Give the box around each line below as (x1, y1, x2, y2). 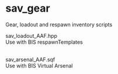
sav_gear (5, 2, 50, 15)
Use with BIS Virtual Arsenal (5, 62, 73, 69)
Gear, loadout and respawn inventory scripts (5, 21, 113, 28)
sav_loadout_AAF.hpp (5, 32, 58, 39)
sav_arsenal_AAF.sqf (5, 56, 55, 63)
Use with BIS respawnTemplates (5, 38, 83, 45)
